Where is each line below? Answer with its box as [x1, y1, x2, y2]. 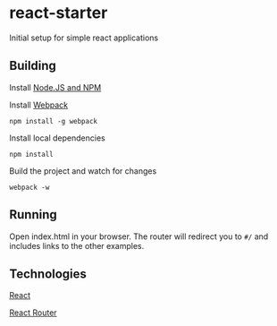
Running [9, 207, 58, 222]
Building [9, 58, 56, 73]
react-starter [9, 3, 108, 23]
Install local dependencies [9, 133, 105, 143]
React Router [9, 307, 57, 318]
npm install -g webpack [9, 116, 98, 125]
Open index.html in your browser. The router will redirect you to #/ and [9, 231, 269, 242]
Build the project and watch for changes [9, 165, 157, 176]
